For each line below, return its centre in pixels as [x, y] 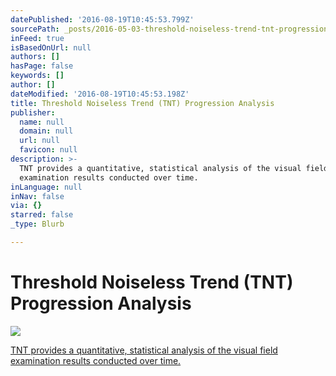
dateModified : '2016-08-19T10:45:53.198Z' [100, 94]
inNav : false [37, 196]
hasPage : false [42, 66]
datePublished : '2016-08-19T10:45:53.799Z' [102, 19]
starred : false [42, 215]
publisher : [33, 112]
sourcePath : [35, 29]
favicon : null [48, 150]
